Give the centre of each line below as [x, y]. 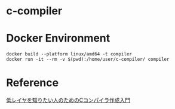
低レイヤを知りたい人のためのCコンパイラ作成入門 [68, 100]
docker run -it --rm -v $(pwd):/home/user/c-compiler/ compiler [88, 60]
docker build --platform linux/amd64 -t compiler [69, 54]
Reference [32, 83]
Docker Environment [58, 38]
